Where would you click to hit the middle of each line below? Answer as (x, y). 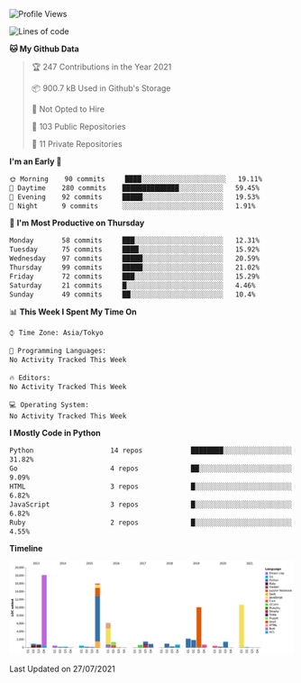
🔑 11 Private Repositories (77, 144)
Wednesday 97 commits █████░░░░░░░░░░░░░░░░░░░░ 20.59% (134, 259)
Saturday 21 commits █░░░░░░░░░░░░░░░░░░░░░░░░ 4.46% (132, 286)
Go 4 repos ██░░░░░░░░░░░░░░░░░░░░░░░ (151, 469)
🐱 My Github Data (44, 49)
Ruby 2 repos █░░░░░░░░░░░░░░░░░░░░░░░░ (151, 523)
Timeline (26, 548)
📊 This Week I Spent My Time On (73, 312)
